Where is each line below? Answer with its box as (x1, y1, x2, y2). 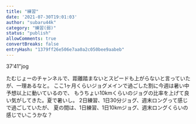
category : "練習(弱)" (6, 25, 56, 31)
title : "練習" (6, 8, 39, 15)
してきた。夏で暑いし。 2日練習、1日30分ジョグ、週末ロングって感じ (21, 97, 188, 104)
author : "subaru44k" (6, 19, 57, 25)
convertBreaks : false (6, 42, 59, 47)
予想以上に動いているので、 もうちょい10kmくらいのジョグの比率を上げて (6, 89, 185, 97)
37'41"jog (6, 63, 29, 70)
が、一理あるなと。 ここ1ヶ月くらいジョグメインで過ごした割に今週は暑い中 (6, 82, 190, 89)
